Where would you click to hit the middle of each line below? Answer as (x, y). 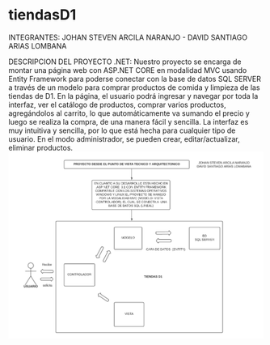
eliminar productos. (41, 147)
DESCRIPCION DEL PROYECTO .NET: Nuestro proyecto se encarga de (125, 62)
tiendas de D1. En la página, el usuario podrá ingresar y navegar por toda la (133, 96)
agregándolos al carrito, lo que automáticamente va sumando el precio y (129, 113)
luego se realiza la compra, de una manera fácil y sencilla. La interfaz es (129, 121)
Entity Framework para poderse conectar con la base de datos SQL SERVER (135, 79)
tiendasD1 (42, 15)
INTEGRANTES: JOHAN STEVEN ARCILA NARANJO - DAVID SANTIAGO (128, 37)
